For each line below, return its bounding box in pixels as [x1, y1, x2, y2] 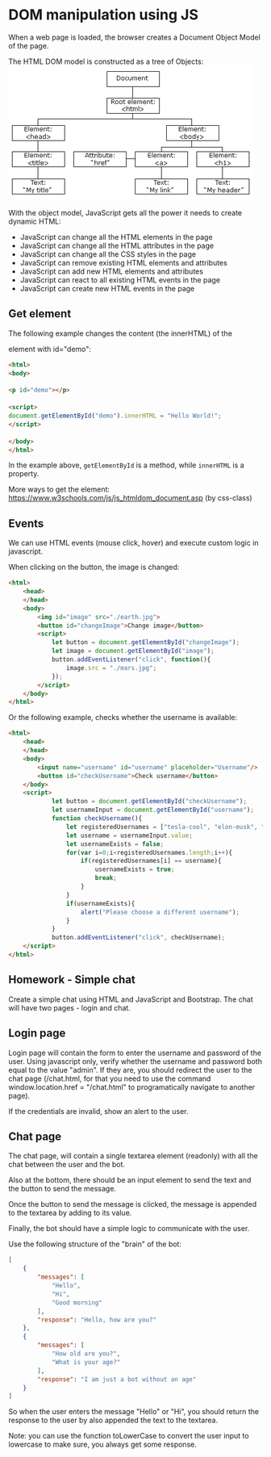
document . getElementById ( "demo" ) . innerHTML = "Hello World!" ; [8, 412, 222, 420]
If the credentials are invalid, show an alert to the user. [8, 1106, 189, 1116]
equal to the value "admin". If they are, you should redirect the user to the [8, 1065, 252, 1074]
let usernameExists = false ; [65, 839, 164, 848]
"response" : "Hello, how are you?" [37, 1316, 157, 1324]
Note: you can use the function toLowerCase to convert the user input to [8, 1431, 249, 1441]
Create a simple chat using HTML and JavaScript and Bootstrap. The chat [8, 994, 253, 1004]
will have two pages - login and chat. [8, 1003, 131, 1012]
